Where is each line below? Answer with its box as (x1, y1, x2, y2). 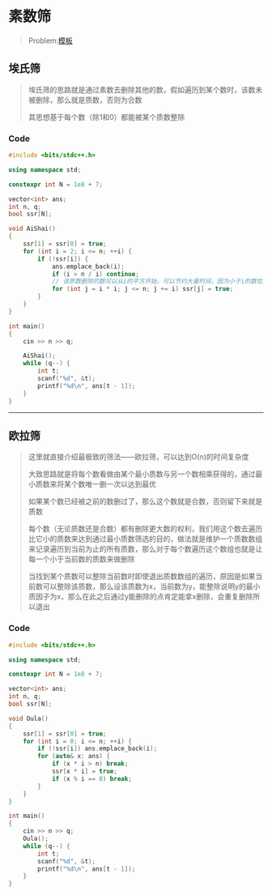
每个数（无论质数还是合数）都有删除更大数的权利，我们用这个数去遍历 (28, 524, 263, 534)
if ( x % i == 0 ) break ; (51, 774, 132, 782)
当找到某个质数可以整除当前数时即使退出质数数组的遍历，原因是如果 (28, 572, 256, 582)
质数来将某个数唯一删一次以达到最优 (35, 479, 156, 489)
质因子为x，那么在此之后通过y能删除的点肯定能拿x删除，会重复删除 (28, 592, 253, 602)
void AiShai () (8, 224, 57, 233)
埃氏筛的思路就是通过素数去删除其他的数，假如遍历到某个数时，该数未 (28, 84, 263, 94)
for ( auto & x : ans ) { (37, 752, 111, 761)
